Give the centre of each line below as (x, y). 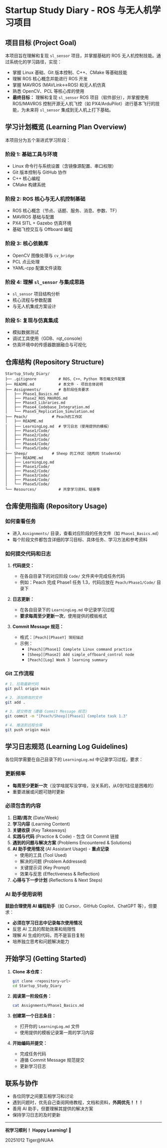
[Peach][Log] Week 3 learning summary (67, 660)
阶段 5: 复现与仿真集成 (32, 320)
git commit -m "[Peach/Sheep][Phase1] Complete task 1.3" (66, 716)
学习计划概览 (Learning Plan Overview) (66, 127)
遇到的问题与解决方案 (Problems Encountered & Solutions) (72, 842)
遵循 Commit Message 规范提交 (52, 1060)
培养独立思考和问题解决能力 (41, 941)
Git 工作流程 (20, 674)
